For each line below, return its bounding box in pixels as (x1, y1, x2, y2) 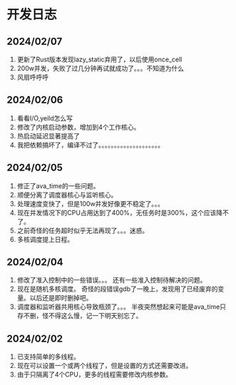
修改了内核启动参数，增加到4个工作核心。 (16, 123, 140, 131)
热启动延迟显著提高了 (16, 131, 80, 140)
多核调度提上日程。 (16, 235, 74, 243)
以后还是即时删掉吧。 (29, 294, 93, 302)
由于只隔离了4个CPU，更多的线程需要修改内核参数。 (16, 370, 173, 379)
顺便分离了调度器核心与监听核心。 (16, 190, 118, 199)
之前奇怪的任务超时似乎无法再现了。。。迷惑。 (16, 226, 149, 235)
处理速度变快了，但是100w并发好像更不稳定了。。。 (16, 199, 165, 207)
